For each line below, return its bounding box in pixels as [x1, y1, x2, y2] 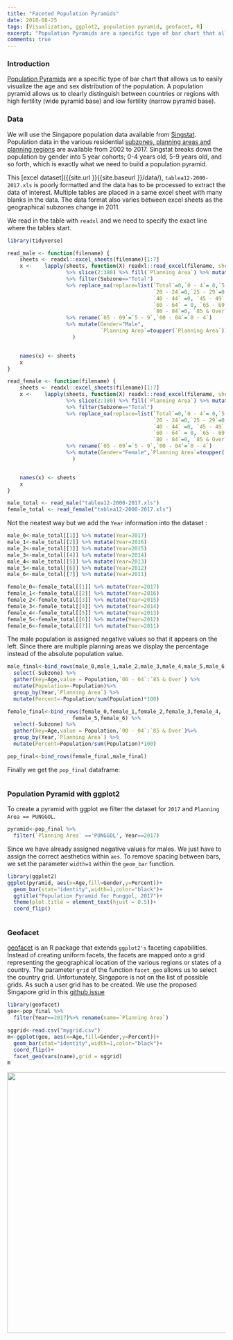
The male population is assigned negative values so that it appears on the [7, 635, 218, 644]
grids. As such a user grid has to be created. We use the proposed [7, 980, 198, 989]
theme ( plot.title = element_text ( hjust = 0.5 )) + [13, 899, 157, 906]
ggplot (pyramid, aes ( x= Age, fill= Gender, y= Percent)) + [7, 879, 163, 886]
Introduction [7, 59, 50, 69]
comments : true [7, 36, 51, 43]
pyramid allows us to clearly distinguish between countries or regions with [7, 90, 220, 98]
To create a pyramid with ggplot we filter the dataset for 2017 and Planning [7, 805, 220, 813]
